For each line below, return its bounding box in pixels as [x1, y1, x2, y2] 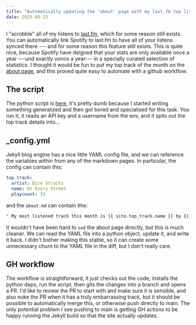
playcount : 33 [11, 191, 45, 197]
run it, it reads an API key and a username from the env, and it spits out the [6, 112, 185, 119]
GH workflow [6, 259, 55, 269]
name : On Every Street [11, 186, 66, 191]
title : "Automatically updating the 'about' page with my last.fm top [6, 8, 181, 15]
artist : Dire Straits [11, 180, 64, 186]
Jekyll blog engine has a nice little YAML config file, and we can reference [6, 151, 184, 158]
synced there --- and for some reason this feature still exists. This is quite [6, 42, 183, 50]
